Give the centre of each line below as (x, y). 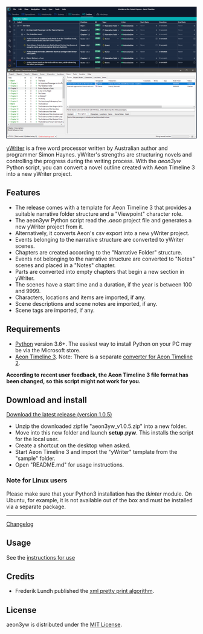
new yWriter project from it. (49, 227)
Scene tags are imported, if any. (55, 310)
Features (23, 193)
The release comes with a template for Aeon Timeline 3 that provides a (103, 207)
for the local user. (37, 439)
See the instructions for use (41, 557)
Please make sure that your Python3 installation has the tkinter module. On (99, 494)
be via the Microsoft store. (48, 350)
